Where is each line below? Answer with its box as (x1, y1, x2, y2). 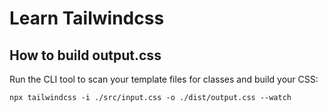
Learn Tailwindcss (9, 7, 165, 30)
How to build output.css (9, 47, 162, 64)
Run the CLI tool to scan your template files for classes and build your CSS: (9, 73, 319, 85)
